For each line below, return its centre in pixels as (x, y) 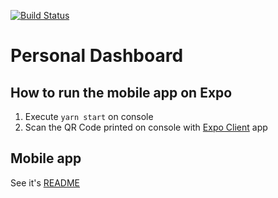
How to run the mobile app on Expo (121, 92)
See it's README (45, 182)
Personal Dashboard (97, 56)
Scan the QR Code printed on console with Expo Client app (146, 127)
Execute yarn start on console (89, 116)
